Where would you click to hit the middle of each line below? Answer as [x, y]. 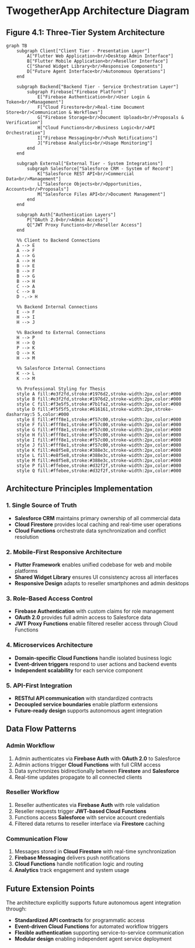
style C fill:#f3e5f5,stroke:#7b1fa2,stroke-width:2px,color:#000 [99, 404]
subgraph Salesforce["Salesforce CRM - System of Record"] [100, 169]
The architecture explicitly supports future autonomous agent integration [93, 902]
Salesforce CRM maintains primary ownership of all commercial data [97, 518]
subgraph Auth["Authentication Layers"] [66, 215]
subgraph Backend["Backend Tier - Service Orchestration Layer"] [98, 87]
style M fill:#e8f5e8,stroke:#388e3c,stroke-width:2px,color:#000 [99, 461]
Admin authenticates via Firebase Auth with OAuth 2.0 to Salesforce [97, 758]
